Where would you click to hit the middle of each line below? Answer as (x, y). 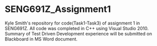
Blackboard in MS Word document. (41, 39)
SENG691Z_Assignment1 (58, 9)
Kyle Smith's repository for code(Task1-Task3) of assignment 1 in (72, 23)
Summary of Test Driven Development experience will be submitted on (78, 33)
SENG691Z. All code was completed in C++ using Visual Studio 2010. (77, 28)
